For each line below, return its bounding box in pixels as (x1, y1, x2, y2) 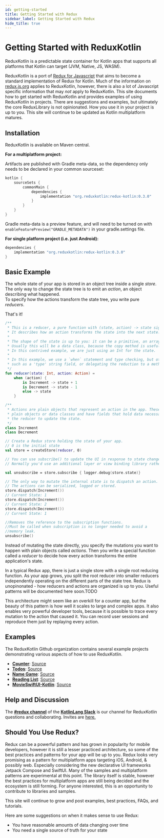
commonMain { (22, 184, 49, 189)
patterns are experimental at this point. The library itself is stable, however (5, 772, 155, 778)
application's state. (5, 558, 43, 564)
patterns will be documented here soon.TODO (5, 588, 98, 594)
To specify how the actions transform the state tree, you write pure (5, 296, 140, 302)
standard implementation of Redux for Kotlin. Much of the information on (5, 78, 151, 84)
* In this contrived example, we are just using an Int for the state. (7, 348, 156, 353)
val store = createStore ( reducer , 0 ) (5, 448, 82, 453)
